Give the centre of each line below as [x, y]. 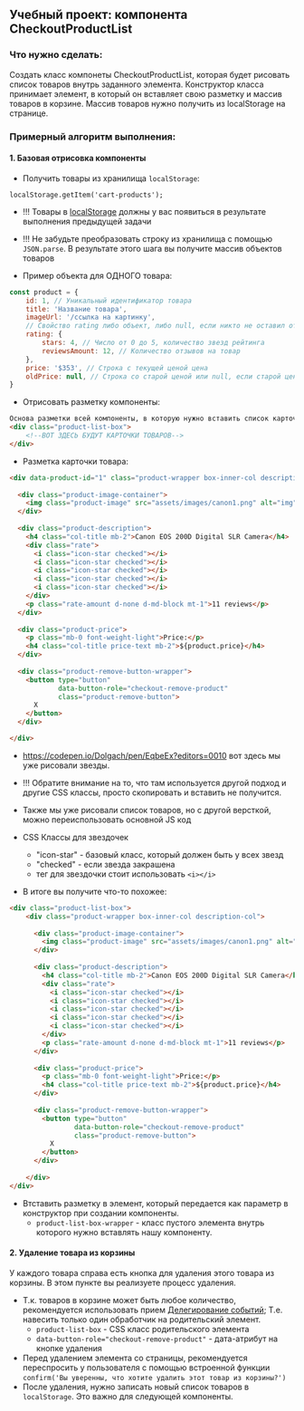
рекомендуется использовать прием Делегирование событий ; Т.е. [152, 1310]
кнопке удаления [69, 1348]
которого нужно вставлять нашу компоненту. [124, 1232]
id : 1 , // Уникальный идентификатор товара [109, 301]
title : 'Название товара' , [76, 309]
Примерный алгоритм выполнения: [93, 137]
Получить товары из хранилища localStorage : [111, 178]
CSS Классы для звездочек [76, 837]
